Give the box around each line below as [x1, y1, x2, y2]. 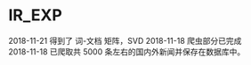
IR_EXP [8, 5, 63, 25]
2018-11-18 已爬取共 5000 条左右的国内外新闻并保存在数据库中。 [8, 46, 246, 57]
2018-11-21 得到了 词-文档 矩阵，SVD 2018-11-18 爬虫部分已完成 [8, 35, 242, 46]
